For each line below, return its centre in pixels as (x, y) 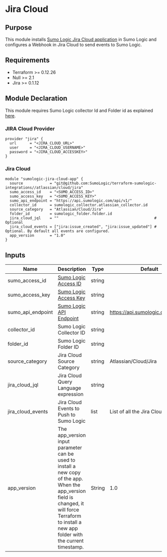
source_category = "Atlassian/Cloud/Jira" (56, 210)
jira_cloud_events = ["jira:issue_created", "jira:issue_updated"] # (83, 227)
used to (67, 460)
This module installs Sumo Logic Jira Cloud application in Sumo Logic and (81, 39)
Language (70, 388)
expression (71, 395)
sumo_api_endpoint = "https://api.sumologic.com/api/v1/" (71, 201)
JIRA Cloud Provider (30, 129)
